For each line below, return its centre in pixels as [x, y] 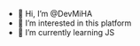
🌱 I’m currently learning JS [66, 32]
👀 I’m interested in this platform [74, 23]
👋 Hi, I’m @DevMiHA [55, 14]
